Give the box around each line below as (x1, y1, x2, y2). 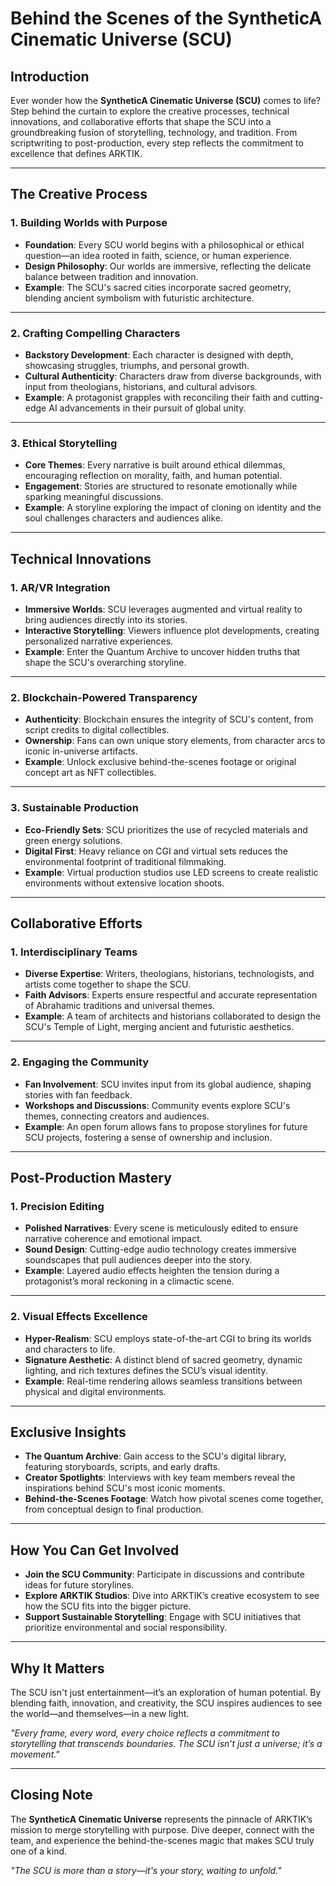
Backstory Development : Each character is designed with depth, (24, 348, 294, 361)
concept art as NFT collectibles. (24, 767, 157, 779)
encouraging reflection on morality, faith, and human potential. (24, 470, 283, 482)
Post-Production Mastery (10, 1169, 172, 1186)
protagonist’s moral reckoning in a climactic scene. (24, 1275, 235, 1287)
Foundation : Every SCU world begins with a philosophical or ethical (24, 238, 305, 251)
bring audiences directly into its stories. (24, 613, 188, 626)
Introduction (10, 68, 90, 85)
